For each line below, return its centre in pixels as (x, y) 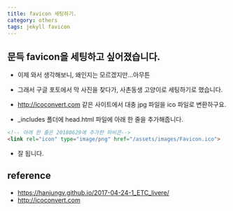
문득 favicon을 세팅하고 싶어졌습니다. (84, 57)
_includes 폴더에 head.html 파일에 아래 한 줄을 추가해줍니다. (100, 119)
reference (29, 176)
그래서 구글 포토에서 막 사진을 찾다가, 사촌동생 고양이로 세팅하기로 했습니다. (120, 90)
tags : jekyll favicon (39, 27)
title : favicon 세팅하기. (42, 14)
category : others (33, 20)
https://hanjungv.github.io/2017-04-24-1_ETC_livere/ (93, 192)
